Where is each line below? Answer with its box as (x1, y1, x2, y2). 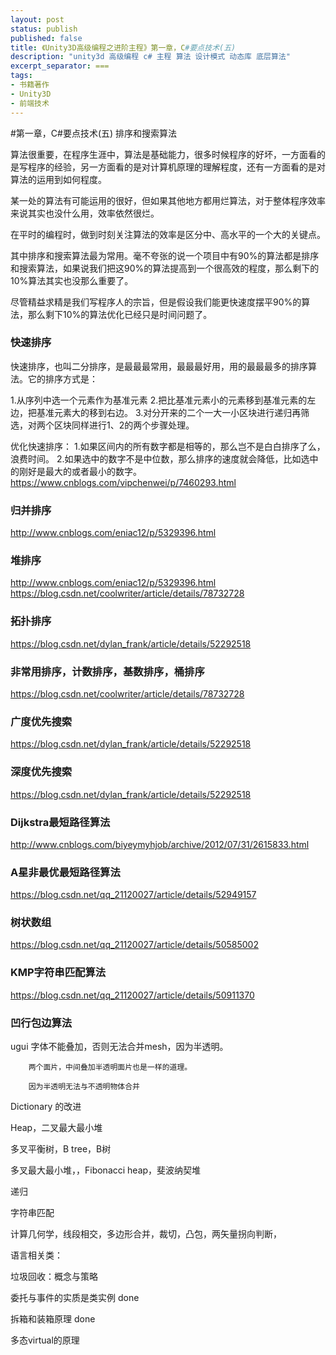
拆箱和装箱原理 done (10, 1313, 96, 1325)
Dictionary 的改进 (10, 1101, 82, 1113)
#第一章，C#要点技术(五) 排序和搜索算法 (10, 127, 178, 139)
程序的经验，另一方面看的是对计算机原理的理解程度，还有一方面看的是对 (27, 161, 326, 173)
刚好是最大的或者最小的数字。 (18, 465, 142, 477)
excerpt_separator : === (10, 61, 110, 71)
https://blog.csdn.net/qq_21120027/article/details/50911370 (10, 989, 255, 1001)
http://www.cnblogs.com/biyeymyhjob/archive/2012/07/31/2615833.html (10, 838, 310, 850)
